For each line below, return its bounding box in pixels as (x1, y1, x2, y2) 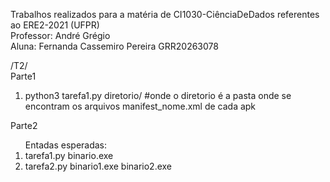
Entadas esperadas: (24, 139, 108, 151)
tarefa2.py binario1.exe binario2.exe (24, 160, 173, 172)
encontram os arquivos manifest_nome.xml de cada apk (24, 100, 257, 112)
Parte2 (10, 120, 38, 131)
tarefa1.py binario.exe (24, 150, 114, 161)
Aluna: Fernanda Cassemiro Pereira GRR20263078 (10, 40, 219, 52)
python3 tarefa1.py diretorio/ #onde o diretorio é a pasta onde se (24, 90, 292, 101)
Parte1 (10, 70, 37, 82)
